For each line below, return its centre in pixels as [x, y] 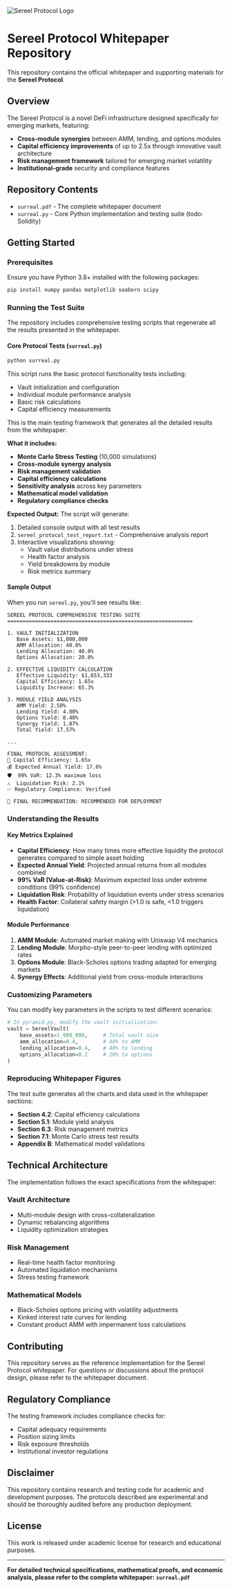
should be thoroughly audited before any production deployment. [100, 1504]
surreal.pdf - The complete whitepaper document [89, 206]
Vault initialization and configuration [68, 387]
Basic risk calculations [49, 402]
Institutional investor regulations [62, 1451]
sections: [20, 1101]
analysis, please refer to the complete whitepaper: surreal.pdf [99, 1577]
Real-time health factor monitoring [66, 1262]
